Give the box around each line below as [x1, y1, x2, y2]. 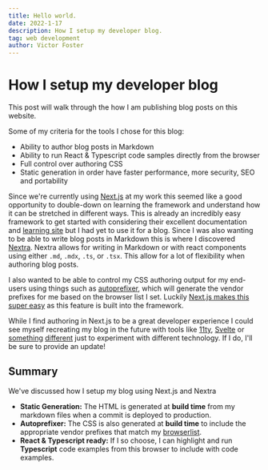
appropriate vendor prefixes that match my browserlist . [19, 427, 202, 436]
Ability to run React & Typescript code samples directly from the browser [19, 151, 260, 160]
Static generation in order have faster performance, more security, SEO [19, 167, 255, 177]
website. [8, 111, 37, 121]
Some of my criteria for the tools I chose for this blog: [8, 127, 185, 136]
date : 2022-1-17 [8, 19, 62, 27]
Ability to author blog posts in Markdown [19, 142, 154, 152]
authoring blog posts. [8, 259, 79, 269]
